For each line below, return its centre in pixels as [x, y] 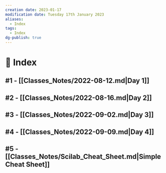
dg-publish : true [23, 38]
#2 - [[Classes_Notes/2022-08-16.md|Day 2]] [78, 98]
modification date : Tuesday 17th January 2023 [55, 14]
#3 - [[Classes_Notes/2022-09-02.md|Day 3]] [79, 115]
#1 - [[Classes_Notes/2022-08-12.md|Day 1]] [77, 81]
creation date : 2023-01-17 [33, 10]
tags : [11, 28]
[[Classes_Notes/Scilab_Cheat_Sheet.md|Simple [83, 157]
